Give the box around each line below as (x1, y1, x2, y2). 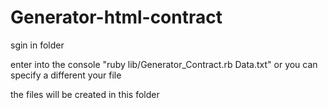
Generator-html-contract (10, 6, 223, 29)
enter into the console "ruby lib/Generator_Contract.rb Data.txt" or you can (10, 58, 318, 70)
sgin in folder (10, 39, 65, 51)
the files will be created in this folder (10, 88, 160, 100)
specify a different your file (10, 69, 122, 81)
